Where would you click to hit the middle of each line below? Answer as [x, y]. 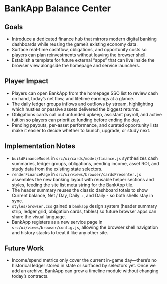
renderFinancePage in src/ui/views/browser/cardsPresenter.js [77, 174]
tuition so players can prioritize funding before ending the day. [76, 120]
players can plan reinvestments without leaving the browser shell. [79, 55]
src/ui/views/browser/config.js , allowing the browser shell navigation [85, 227]
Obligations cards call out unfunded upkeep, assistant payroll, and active [87, 114]
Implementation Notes [40, 146]
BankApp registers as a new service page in [57, 222]
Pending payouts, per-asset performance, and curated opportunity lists [85, 125]
